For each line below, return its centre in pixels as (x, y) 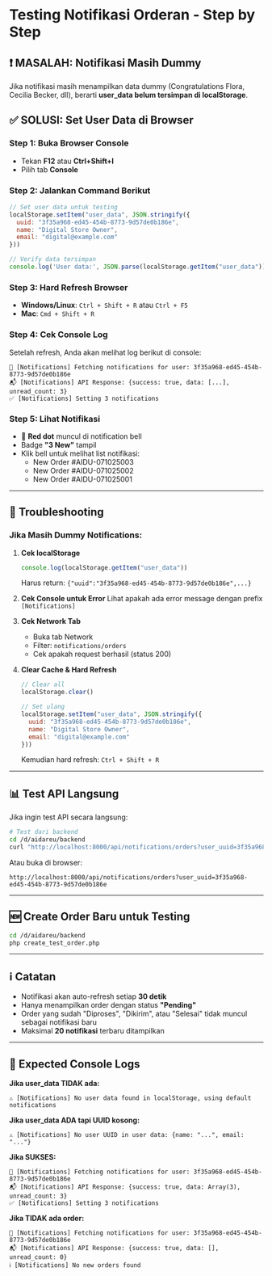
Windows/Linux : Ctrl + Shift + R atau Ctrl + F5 (104, 305)
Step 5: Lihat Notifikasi (54, 419)
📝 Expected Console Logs (75, 1064)
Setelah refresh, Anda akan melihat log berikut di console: (105, 352)
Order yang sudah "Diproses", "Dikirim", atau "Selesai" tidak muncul (134, 1014)
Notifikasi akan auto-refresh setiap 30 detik (94, 996)
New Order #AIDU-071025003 (83, 461)
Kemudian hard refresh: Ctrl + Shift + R (90, 760)
